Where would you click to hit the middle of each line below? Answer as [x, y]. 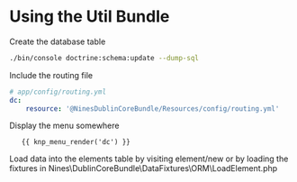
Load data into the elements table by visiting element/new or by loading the [149, 159]
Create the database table [58, 41]
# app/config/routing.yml [58, 92]
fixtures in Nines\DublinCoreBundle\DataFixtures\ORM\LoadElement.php [144, 168]
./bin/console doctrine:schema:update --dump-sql [104, 58]
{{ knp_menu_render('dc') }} [76, 142]
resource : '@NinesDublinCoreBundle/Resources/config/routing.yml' [153, 109]
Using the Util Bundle [90, 17]
